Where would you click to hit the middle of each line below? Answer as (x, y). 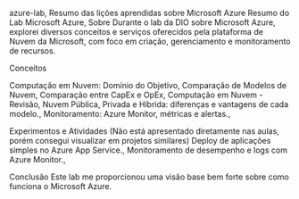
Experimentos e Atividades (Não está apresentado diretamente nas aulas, (144, 131)
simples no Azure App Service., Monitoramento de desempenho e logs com (149, 150)
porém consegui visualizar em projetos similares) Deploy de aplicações (140, 141)
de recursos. (33, 51)
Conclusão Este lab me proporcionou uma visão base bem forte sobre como (149, 177)
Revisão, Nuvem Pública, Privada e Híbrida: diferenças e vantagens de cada (149, 104)
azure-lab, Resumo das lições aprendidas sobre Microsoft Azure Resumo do (149, 13)
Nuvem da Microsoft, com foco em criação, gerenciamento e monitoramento (150, 41)
